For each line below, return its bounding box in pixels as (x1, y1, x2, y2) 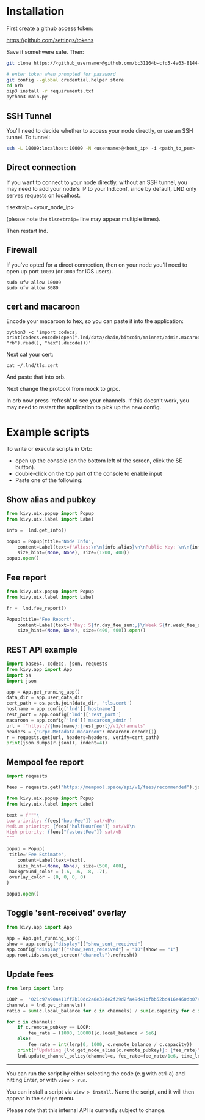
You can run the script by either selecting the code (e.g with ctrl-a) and (6, 1069, 185, 1077)
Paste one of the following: (15, 477, 83, 484)
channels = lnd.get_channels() (6, 1002, 86, 1008)
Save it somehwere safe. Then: (6, 48, 84, 56)
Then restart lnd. (6, 227, 49, 234)
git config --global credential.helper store (6, 76, 124, 83)
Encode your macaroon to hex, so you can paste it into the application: (6, 317, 184, 325)
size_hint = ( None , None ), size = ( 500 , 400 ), (17, 862, 127, 869)
